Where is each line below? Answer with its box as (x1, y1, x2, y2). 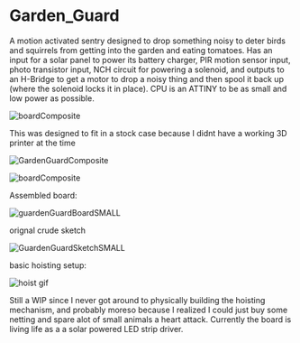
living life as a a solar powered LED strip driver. (9, 323, 184, 334)
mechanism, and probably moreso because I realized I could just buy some (9, 304, 288, 315)
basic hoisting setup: (9, 259, 87, 271)
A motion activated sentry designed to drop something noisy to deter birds (9, 35, 286, 46)
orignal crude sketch (9, 225, 86, 236)
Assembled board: (9, 190, 78, 200)
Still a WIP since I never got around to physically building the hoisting (9, 294, 266, 305)
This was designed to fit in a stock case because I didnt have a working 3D (9, 127, 287, 138)
